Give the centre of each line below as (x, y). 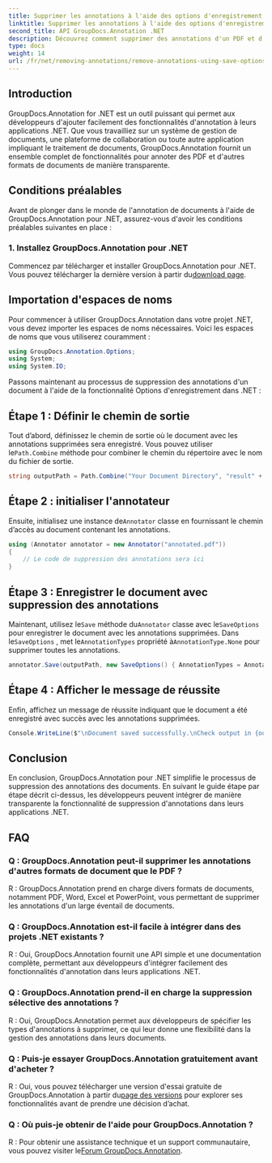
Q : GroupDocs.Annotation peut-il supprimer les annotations (130, 861)
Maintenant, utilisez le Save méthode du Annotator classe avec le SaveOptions (134, 624)
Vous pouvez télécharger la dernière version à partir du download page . (127, 274)
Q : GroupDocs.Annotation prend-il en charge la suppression (130, 993)
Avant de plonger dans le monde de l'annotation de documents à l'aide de (132, 210)
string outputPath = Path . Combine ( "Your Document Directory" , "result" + (136, 476)
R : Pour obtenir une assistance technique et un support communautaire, (130, 1142)
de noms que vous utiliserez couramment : (80, 336)
